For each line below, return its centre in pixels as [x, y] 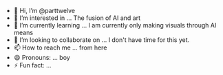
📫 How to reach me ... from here [60, 47]
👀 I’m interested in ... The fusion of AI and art [77, 18]
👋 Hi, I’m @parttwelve [44, 11]
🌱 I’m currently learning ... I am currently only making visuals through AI [115, 25]
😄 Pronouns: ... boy [42, 57]
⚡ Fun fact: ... [32, 65]
